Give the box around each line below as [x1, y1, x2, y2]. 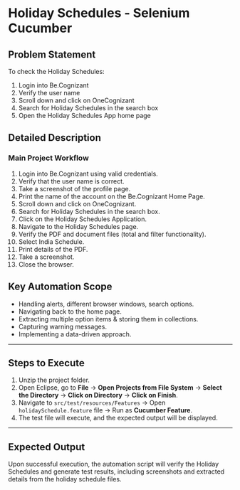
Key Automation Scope [8, 281, 113, 293]
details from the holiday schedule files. [8, 475, 122, 484]
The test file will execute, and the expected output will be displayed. [18, 414, 218, 422]
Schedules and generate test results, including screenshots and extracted [8, 467, 225, 476]
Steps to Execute [8, 357, 85, 369]
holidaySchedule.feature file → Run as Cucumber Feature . [18, 406, 193, 415]
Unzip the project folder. [18, 376, 90, 385]
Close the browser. [18, 260, 74, 268]
